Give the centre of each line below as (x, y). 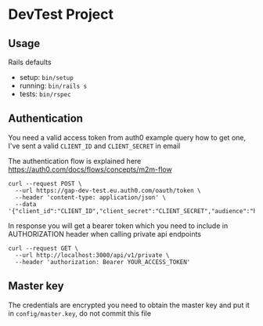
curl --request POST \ (45, 183)
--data (26, 204)
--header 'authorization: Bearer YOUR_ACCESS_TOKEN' (103, 262)
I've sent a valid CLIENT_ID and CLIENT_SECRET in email (94, 146)
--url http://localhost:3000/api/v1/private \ (92, 255)
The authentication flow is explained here (75, 161)
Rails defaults (30, 62)
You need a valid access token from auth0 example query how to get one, (127, 137)
